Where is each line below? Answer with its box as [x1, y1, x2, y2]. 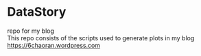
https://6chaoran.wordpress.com [7, 41, 101, 49]
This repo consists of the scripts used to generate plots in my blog [7, 33, 195, 42]
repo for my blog [7, 27, 55, 35]
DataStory [7, 4, 67, 20]
